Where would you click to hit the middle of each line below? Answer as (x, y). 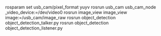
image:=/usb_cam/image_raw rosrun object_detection (61, 18)
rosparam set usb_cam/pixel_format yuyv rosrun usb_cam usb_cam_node (80, 7)
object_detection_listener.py (34, 28)
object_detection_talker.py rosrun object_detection (57, 23)
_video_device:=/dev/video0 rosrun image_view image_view (66, 12)
